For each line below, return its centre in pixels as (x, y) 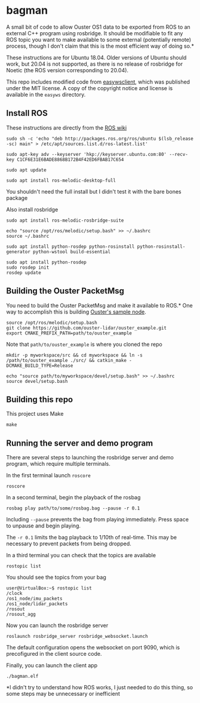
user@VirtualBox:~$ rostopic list (49, 588)
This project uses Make (35, 414)
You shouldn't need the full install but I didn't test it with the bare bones (94, 191)
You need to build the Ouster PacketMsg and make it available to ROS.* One (99, 305)
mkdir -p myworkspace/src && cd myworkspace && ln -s (75, 355)
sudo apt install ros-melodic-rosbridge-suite (65, 220)
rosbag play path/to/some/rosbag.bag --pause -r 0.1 (73, 508)
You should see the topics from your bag (56, 578)
